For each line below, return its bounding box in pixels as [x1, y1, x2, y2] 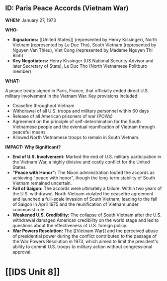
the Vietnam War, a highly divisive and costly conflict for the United [12, 159, 150, 165]
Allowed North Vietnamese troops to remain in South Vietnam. [12, 134, 140, 140]
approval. [12, 249, 32, 255]
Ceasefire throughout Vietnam [12, 102, 75, 109]
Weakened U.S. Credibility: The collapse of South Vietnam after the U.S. [12, 212, 162, 218]
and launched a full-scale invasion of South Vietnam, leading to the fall [12, 196, 158, 202]
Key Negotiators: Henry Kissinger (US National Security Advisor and [12, 57, 154, 64]
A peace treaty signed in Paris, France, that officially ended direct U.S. [5, 87, 149, 94]
